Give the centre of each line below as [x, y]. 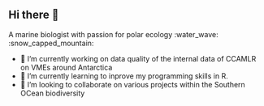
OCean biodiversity [52, 93]
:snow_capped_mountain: [51, 43]
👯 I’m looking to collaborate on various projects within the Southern [132, 84]
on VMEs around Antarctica [66, 67]
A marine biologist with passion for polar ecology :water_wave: [113, 34]
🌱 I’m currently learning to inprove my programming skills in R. [124, 76]
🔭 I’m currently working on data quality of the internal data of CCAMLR [138, 58]
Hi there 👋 [34, 15]
